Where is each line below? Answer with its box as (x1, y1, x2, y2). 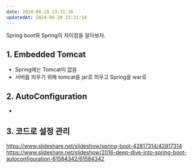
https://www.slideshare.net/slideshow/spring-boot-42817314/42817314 (6, 142, 183, 149)
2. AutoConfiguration (6, 91, 88, 101)
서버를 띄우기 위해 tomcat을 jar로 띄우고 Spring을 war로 (14, 73, 147, 81)
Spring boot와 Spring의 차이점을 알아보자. (6, 31, 106, 39)
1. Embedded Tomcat (6, 49, 86, 59)
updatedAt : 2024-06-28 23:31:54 (6, 14, 87, 20)
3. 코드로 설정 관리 (6, 126, 70, 136)
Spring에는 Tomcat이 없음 (14, 66, 77, 73)
